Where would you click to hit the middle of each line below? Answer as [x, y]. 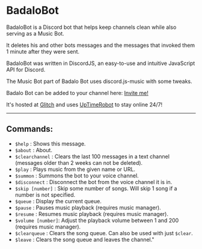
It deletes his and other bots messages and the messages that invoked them [101, 45]
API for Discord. [26, 69]
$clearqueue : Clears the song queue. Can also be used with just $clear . [104, 233]
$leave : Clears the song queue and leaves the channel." [84, 239]
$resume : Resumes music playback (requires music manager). [91, 214]
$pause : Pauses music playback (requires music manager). [88, 207]
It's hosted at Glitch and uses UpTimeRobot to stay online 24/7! [84, 104]
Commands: [30, 129]
